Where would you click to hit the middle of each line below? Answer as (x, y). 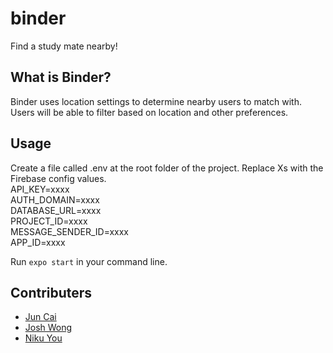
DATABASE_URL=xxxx (56, 210)
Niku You (43, 338)
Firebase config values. (58, 178)
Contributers (51, 292)
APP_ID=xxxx (38, 242)
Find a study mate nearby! (64, 46)
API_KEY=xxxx (40, 189)
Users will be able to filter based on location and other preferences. (149, 112)
